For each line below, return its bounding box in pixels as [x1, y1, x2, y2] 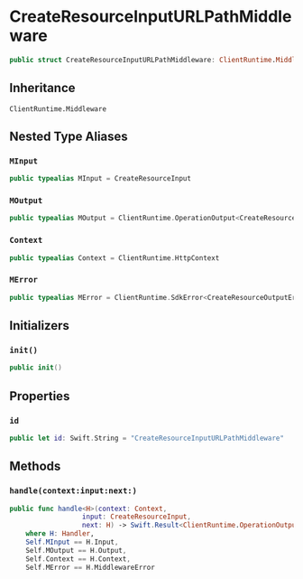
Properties [9, 388, 70, 404]
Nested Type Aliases [9, 129, 128, 145]
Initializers [9, 318, 70, 333]
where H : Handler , [25, 529, 95, 538]
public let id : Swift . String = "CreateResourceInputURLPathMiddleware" [9, 434, 284, 443]
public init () [9, 363, 63, 372]
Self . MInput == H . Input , [25, 537, 119, 547]
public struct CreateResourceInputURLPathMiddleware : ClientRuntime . [9, 55, 277, 64]
